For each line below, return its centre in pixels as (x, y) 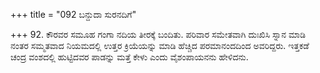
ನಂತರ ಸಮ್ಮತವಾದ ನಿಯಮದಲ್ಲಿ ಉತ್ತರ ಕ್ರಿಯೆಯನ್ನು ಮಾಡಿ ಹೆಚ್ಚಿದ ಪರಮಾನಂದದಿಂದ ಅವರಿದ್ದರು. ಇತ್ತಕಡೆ (160, 45)
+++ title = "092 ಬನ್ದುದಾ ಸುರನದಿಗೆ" (73, 14)
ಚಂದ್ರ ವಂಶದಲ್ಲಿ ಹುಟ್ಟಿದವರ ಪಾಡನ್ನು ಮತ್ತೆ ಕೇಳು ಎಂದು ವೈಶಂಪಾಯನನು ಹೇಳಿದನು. (129, 57)
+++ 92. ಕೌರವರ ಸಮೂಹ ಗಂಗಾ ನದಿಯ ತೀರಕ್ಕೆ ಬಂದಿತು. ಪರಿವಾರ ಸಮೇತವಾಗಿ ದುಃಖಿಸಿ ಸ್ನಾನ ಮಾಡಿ (158, 34)
